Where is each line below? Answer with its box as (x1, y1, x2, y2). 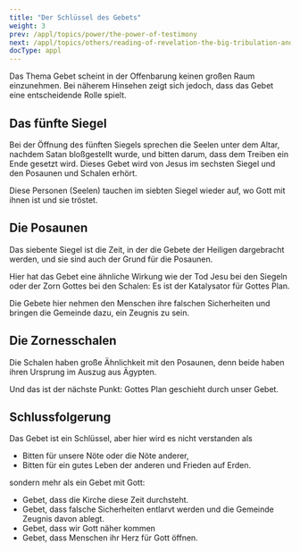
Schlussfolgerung (9, 409, 112, 424)
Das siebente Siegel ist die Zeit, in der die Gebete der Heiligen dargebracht (9, 244, 285, 255)
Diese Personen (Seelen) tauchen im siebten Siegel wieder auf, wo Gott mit (9, 185, 286, 196)
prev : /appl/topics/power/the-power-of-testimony (9, 29, 198, 38)
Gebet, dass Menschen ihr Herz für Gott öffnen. (21, 532, 198, 543)
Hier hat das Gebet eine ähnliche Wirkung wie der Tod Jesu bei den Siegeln (9, 271, 287, 281)
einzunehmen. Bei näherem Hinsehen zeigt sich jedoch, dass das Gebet (9, 80, 274, 91)
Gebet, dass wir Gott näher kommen (21, 523, 156, 534)
